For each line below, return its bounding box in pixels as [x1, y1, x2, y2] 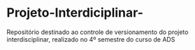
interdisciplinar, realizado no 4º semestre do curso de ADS [6, 35, 175, 43]
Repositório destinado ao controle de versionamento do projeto [6, 28, 189, 36]
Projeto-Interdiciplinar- [6, 5, 144, 21]
